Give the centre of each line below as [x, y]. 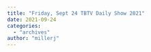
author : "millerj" [33, 38]
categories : [24, 26]
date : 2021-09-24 [32, 20]
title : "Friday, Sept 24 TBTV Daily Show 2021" [76, 13]
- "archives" [32, 32]
